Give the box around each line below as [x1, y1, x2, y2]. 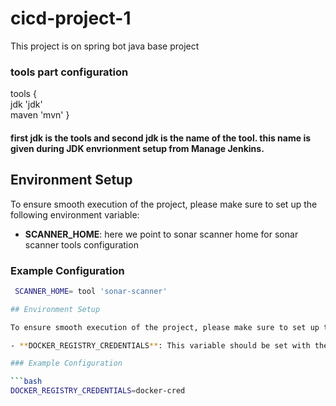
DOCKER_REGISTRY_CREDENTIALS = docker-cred [10, 386, 186, 396]
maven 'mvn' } [10, 109, 70, 121]
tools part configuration [10, 65, 129, 79]
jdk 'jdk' [10, 98, 43, 111]
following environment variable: [10, 208, 140, 221]
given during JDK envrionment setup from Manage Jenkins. [10, 142, 265, 154]
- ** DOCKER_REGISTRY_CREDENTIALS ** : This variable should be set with [10, 340, 311, 351]
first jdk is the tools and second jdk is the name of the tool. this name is [10, 132, 312, 144]
